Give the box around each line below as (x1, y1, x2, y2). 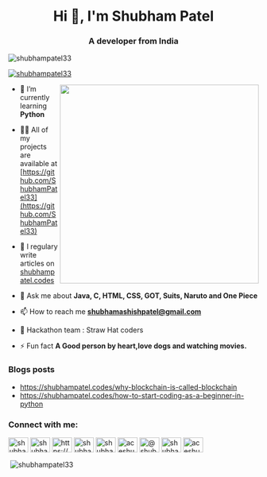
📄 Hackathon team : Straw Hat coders (19, 325, 144, 335)
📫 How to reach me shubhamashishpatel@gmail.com (19, 307, 202, 316)
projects (19, 142, 48, 152)
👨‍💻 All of (19, 125, 49, 134)
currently (19, 93, 50, 103)
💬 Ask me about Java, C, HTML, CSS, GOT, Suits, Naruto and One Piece (19, 291, 258, 301)
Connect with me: (8, 419, 79, 430)
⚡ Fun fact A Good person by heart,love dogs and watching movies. (19, 341, 247, 351)
